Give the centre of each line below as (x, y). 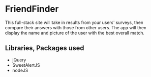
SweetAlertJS (26, 65)
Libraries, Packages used (45, 48)
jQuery (19, 60)
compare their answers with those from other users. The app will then (76, 27)
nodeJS (20, 70)
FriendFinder (32, 9)
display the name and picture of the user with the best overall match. (75, 33)
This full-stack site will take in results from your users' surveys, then (74, 22)
